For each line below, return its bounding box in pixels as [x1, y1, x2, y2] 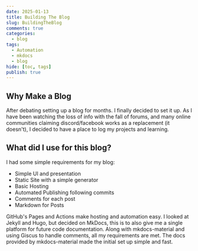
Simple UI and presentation [14, 170, 81, 177]
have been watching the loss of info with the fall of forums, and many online [6, 113, 191, 120]
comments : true [6, 25, 44, 31]
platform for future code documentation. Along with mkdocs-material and [6, 226, 185, 233]
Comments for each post [14, 195, 76, 202]
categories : [6, 31, 35, 37]
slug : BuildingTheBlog [6, 20, 62, 25]
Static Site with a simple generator [14, 176, 99, 184]
